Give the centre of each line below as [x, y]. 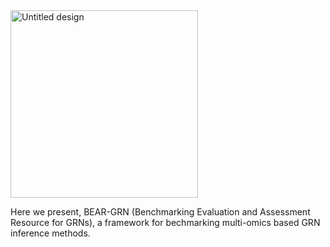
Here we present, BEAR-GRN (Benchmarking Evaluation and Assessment [160, 212]
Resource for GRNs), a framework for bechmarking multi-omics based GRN [165, 222]
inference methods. [50, 233]
